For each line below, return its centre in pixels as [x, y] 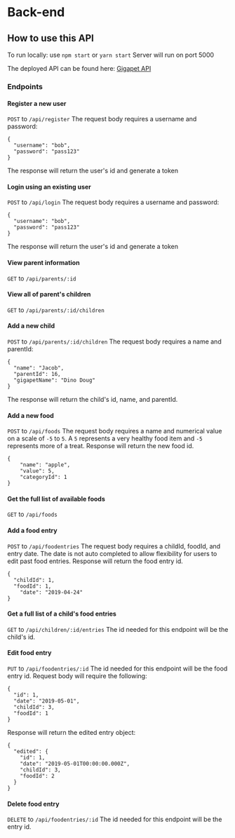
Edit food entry [29, 653]
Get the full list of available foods [56, 499]
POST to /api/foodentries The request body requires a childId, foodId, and [114, 546]
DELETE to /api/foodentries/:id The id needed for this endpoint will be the [115, 819]
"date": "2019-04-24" [51, 592]
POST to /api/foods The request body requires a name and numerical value [115, 431]
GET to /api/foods [32, 514]
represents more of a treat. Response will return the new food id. [101, 446]
